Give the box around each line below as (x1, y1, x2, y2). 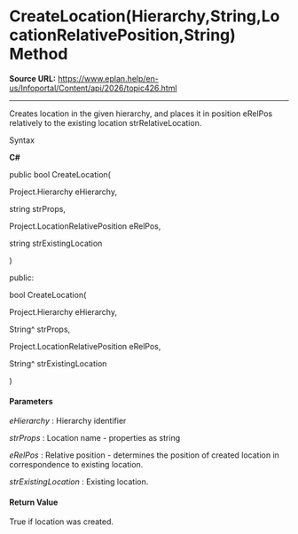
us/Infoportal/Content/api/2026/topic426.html (9, 82, 177, 93)
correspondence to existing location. (9, 459, 144, 470)
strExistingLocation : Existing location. (9, 476, 149, 487)
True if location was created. (9, 516, 114, 527)
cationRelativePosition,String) (9, 25, 237, 45)
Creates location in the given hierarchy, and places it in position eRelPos (9, 108, 273, 119)
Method (9, 44, 68, 64)
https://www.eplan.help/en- (57, 73, 160, 83)
